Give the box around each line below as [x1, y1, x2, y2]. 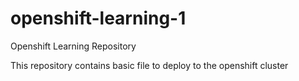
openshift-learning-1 [10, 7, 187, 30]
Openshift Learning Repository [10, 40, 137, 52]
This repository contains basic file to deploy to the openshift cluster [10, 59, 289, 71]
